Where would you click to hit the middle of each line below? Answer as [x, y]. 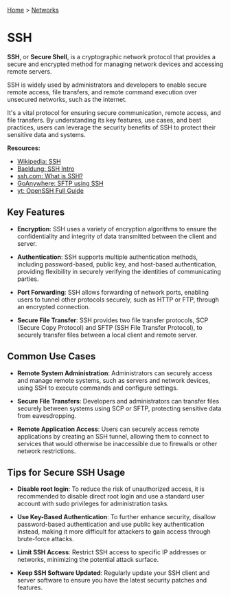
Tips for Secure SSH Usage [66, 472]
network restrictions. [46, 451]
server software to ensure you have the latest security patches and [112, 580]
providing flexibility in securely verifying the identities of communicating [119, 271]
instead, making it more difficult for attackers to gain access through [114, 532]
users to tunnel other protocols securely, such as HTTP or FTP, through [118, 300]
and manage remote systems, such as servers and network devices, [114, 380]
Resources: [24, 148]
